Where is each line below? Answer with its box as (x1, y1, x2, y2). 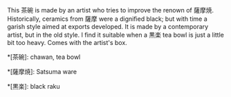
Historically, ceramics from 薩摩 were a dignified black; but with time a (7, 15, 207, 23)
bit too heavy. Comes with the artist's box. (7, 39, 128, 46)
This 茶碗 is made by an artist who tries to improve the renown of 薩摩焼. (7, 6, 214, 14)
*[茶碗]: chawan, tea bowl (7, 53, 81, 61)
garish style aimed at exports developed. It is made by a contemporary (7, 23, 209, 30)
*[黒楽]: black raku (7, 82, 60, 90)
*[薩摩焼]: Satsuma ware (7, 68, 77, 76)
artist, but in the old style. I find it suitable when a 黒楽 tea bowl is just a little (7, 30, 225, 39)
